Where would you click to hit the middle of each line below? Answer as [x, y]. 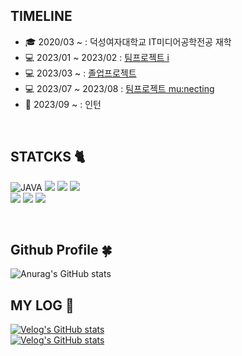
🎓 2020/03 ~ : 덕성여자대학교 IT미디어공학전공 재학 [128, 41]
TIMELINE [41, 16]
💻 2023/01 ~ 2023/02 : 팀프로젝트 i [97, 57]
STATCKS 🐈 [48, 157]
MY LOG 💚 [42, 305]
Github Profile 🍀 [61, 250]
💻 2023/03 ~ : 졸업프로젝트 [80, 73]
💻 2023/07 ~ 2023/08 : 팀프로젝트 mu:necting [119, 88]
